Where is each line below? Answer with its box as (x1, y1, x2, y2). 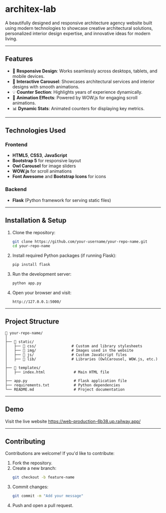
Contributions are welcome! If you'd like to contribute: (5, 450, 115, 456)
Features (5, 55, 33, 63)
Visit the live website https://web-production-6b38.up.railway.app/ (5, 418, 141, 424)
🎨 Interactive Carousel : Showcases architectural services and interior (12, 78, 155, 84)
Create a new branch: (12, 465, 57, 471)
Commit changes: (12, 484, 48, 490)
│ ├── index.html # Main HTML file (5, 370, 110, 375)
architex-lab (5, 3, 56, 15)
